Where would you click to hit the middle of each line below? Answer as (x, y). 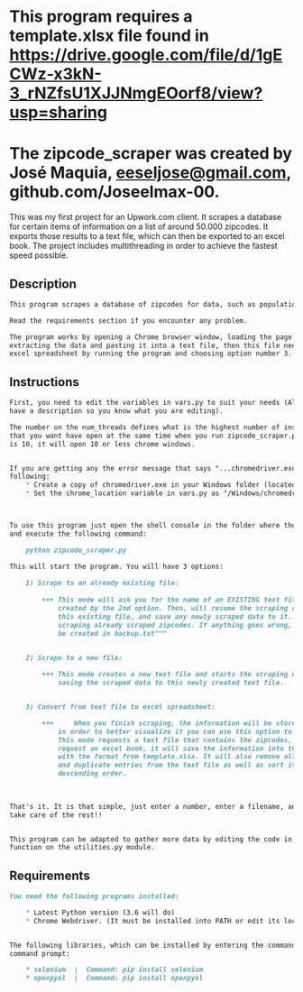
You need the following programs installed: (94, 896)
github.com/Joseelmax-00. (115, 192)
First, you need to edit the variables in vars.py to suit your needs (145, 403)
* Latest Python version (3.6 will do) (101, 913)
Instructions (44, 382)
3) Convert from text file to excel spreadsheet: (121, 707)
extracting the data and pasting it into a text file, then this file (145, 345)
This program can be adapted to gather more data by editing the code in (151, 839)
